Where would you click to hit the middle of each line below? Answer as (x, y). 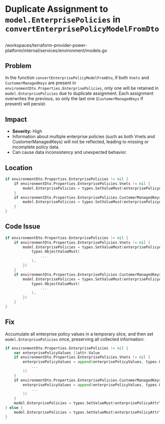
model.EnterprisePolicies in (63, 19)
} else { (14, 408)
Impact (16, 119)
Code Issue (23, 227)
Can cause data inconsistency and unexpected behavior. (69, 152)
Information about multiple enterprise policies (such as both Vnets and (83, 137)
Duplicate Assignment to (57, 9)
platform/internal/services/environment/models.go (56, 50)
